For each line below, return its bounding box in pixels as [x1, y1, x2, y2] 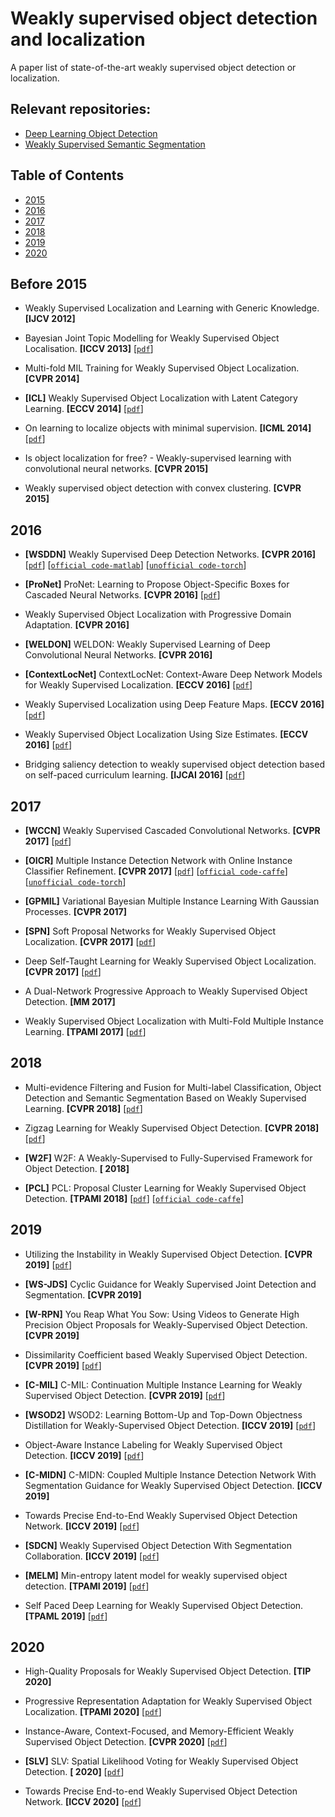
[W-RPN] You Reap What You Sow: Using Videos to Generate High [24, 1308, 300, 1320]
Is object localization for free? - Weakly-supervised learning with [24, 452, 292, 464]
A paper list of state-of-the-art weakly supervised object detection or [10, 61, 297, 73]
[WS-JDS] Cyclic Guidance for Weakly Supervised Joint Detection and [24, 1278, 317, 1290]
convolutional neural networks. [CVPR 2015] [24, 463, 209, 475]
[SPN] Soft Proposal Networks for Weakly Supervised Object [24, 925, 277, 937]
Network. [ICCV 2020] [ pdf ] [24, 1796, 142, 1808]
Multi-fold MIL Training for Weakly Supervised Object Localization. [24, 362, 300, 374]
